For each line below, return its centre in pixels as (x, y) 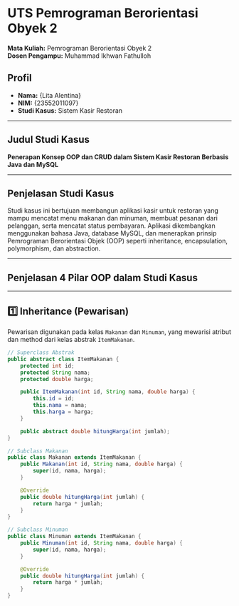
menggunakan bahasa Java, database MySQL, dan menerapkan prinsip (112, 233)
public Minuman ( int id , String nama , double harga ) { (101, 543)
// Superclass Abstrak (41, 353)
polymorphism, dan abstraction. (54, 248)
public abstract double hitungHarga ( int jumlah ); (95, 431)
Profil (20, 78)
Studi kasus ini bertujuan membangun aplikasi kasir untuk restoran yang (113, 211)
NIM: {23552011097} (48, 103)
